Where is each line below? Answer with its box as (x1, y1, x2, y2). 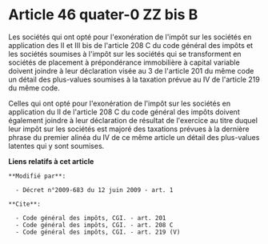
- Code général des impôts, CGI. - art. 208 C (15, 221, 174, 229)
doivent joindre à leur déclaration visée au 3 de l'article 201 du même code (8, 66, 254, 75)
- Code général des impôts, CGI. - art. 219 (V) (15, 228, 181, 236)
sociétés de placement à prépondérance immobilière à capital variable (8, 58, 240, 67)
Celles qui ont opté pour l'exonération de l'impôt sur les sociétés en (8, 98, 230, 108)
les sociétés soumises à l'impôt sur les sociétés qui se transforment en (8, 49, 242, 58)
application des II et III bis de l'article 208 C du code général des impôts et (8, 40, 254, 50)
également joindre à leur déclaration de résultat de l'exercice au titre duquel (8, 115, 258, 125)
